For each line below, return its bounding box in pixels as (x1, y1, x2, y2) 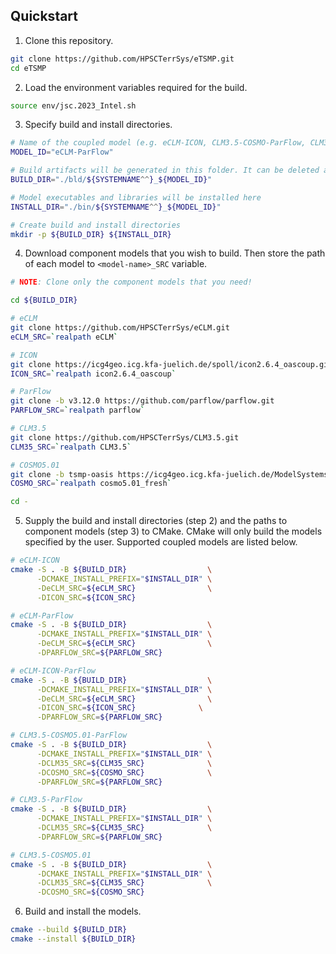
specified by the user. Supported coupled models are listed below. (24, 536, 298, 548)
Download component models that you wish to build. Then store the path (24, 247, 326, 259)
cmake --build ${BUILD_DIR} (10, 925, 128, 935)
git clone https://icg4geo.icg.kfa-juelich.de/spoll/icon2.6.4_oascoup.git (10, 359, 333, 369)
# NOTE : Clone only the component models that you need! (10, 277, 253, 288)
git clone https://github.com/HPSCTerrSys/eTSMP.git (10, 54, 235, 64)
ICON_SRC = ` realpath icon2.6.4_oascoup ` (10, 369, 177, 379)
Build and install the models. (24, 905, 142, 918)
